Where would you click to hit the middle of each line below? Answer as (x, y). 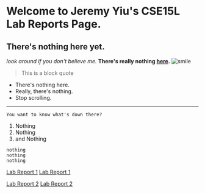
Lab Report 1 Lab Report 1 (38, 172)
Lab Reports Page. (54, 24)
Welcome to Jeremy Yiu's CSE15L (93, 11)
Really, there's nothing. (44, 91)
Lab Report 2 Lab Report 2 (40, 184)
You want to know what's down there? (54, 114)
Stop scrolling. (33, 98)
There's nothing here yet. (56, 47)
